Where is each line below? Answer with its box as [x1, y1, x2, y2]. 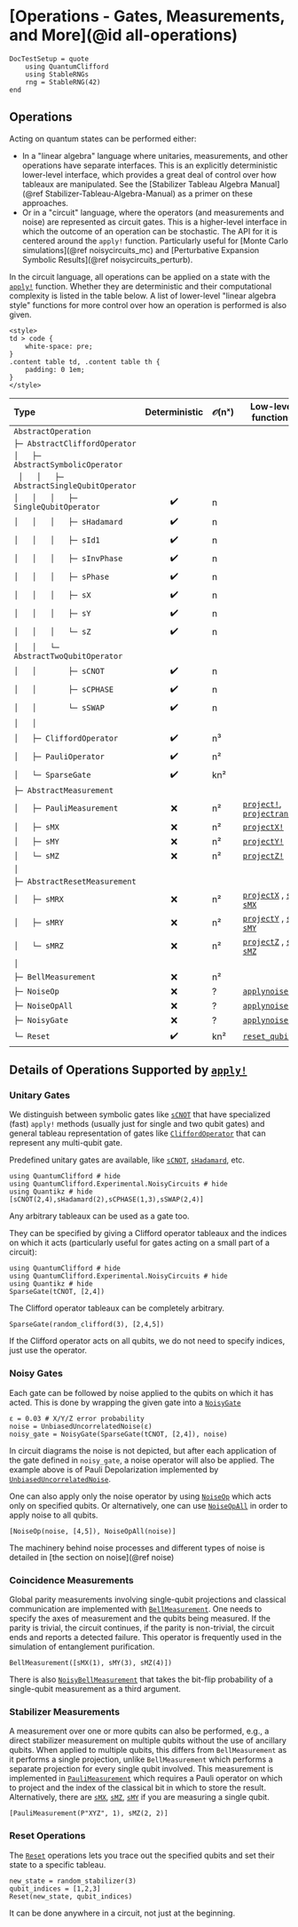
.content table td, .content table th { [9, 357, 161, 366]
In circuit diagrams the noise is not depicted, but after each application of [9, 1445, 278, 1455]
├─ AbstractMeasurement [13, 785, 114, 796]
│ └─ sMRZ [13, 940, 65, 951]
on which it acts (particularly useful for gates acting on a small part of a [9, 1237, 271, 1249]
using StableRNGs [25, 69, 90, 79]
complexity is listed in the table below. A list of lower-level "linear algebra [9, 290, 277, 301]
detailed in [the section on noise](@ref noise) [9, 1551, 175, 1562]
